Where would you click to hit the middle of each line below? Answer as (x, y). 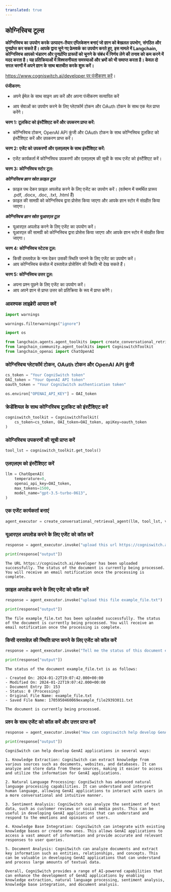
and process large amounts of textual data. (53, 862)
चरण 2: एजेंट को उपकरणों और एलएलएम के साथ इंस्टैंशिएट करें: (55, 149)
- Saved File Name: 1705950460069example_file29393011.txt (69, 700)
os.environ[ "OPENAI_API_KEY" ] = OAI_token (51, 394)
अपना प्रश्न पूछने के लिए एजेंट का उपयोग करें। (49, 285)
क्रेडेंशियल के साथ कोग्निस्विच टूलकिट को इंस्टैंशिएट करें (57, 407)
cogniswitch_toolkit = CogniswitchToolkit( (52, 417)
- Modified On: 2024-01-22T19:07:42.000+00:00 (55, 682)
